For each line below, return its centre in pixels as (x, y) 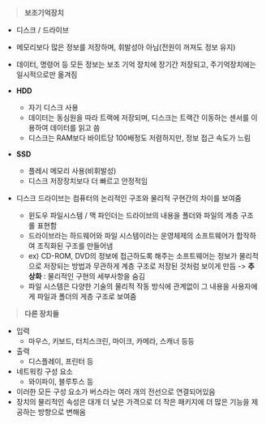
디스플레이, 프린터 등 (61, 361)
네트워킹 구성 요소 (44, 371)
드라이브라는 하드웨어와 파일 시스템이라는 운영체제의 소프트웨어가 (131, 236)
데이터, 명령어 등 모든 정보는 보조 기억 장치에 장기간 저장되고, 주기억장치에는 (136, 64)
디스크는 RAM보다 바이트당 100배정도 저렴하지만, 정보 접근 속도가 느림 (139, 138)
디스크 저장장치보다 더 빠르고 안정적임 (88, 181)
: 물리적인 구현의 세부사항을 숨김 (94, 276)
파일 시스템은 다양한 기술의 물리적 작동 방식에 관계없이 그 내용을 (129, 286)
